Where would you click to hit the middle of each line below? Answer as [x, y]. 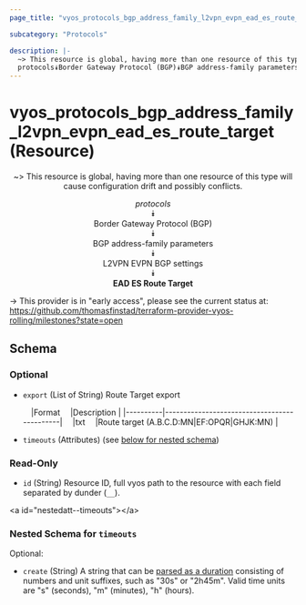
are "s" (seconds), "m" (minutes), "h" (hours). [108, 590]
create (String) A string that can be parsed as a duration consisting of [153, 571]
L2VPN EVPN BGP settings [153, 264]
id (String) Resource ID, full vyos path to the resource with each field [152, 483]
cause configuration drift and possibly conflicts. [153, 187]
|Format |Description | [76, 412]
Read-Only [34, 463]
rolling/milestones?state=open [66, 320]
